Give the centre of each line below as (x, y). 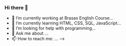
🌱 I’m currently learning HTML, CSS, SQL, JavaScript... (66, 23)
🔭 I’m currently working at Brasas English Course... (63, 18)
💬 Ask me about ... (30, 34)
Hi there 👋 (17, 8)
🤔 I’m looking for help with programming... (54, 28)
